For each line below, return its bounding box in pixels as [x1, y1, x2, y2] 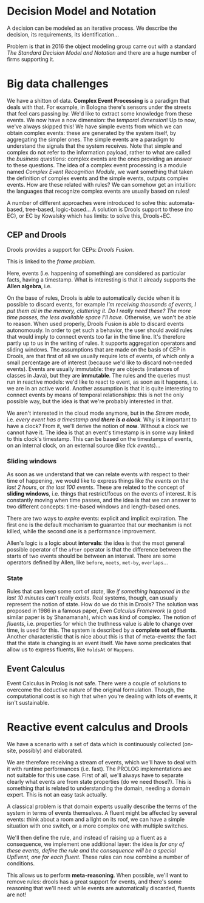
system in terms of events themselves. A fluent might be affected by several [7, 809, 197, 817]
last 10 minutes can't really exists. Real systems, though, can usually [7, 594, 178, 601]
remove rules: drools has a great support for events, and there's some [7, 878, 182, 885]
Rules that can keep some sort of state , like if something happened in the [7, 588, 190, 595]
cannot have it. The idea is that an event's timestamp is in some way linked [7, 429, 194, 436]
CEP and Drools [7, 230, 67, 240]
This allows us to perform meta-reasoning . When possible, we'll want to [7, 871, 189, 879]
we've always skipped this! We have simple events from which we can [7, 123, 183, 130]
